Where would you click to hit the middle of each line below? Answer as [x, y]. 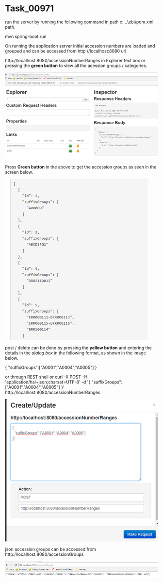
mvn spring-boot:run [26, 36]
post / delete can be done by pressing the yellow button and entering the [78, 348]
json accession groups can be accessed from [50, 549]
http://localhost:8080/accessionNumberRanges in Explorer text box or [75, 60]
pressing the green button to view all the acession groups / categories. [76, 66]
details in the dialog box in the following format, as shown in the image [76, 353]
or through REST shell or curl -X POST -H [46, 377]
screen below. [19, 172]
